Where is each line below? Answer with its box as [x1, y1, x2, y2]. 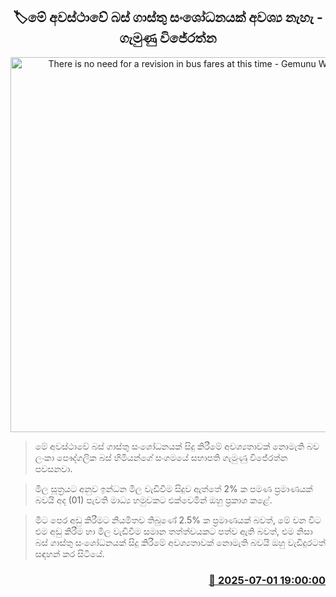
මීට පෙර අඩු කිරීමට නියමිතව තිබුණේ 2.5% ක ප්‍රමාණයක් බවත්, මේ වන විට [34, 514, 322, 526]
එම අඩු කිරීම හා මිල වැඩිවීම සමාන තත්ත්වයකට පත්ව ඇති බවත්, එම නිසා [34, 525, 313, 537]
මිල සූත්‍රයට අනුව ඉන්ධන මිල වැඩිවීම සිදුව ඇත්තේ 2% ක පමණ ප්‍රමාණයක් [34, 482, 313, 494]
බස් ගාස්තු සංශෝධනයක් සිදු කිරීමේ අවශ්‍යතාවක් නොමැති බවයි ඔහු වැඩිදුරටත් [34, 536, 326, 548]
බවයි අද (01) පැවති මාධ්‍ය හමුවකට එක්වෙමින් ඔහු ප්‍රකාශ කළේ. [34, 494, 273, 506]
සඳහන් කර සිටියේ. [34, 547, 105, 559]
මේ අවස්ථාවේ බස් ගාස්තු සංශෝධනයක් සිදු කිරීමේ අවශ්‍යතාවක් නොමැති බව [34, 440, 320, 452]
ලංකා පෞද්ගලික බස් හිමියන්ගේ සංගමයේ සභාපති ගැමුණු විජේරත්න [34, 451, 288, 463]
